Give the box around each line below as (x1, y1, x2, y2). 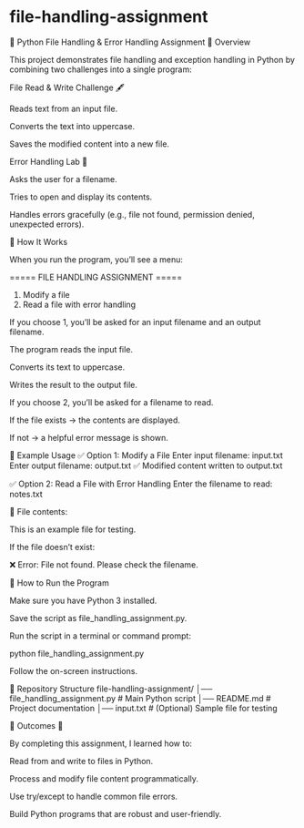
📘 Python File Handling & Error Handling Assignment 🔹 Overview (9, 36, 251, 47)
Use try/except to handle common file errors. (9, 791, 178, 802)
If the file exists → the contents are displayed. (9, 414, 180, 425)
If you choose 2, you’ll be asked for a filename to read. (9, 396, 214, 407)
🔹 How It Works (9, 236, 68, 247)
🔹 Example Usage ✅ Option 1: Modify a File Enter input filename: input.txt (9, 449, 284, 461)
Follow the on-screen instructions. (9, 665, 138, 676)
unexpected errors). (9, 219, 85, 230)
